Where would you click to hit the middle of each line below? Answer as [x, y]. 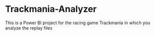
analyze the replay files [29, 28]
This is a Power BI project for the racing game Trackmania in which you [78, 23]
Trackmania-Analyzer [51, 9]
